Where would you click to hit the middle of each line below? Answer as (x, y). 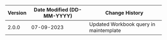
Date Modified (51, 10)
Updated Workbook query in (122, 24)
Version (17, 13)
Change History (124, 13)
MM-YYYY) (58, 16)
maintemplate (105, 30)
